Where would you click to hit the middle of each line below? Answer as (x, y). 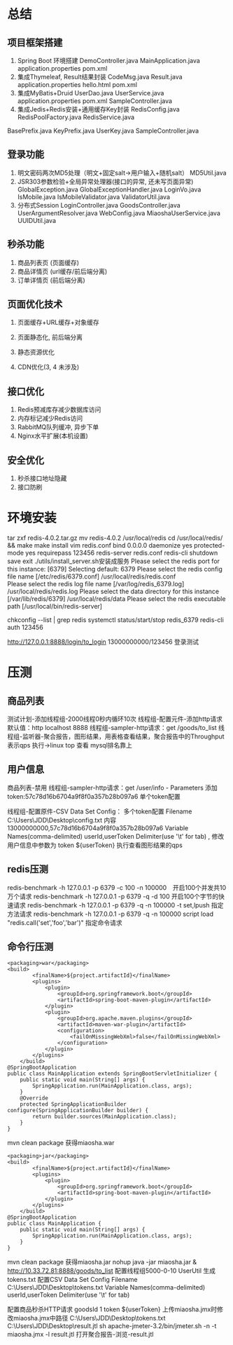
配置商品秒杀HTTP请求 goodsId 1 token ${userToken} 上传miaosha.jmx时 (112, 1309)
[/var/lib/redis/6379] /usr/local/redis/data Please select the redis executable (116, 599)
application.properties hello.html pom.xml (77, 85)
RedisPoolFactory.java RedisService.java (76, 117)
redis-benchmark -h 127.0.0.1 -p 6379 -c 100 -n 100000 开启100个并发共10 (117, 887)
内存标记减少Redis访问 (50, 419)
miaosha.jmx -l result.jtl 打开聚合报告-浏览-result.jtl (80, 1334)
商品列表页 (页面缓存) (48, 262)
